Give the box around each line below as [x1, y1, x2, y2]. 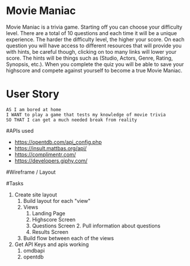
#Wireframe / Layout [6, 168, 56, 175]
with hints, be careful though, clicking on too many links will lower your [6, 48, 177, 55]
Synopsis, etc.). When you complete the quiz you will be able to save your [6, 60, 184, 68]
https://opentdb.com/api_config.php [14, 139, 102, 146]
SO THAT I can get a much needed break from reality [6, 117, 137, 123]
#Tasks [6, 179, 24, 186]
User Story [6, 88, 60, 101]
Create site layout [14, 191, 57, 198]
